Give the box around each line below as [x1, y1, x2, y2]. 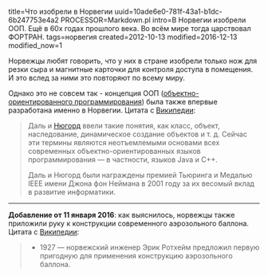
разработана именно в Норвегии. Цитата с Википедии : [8, 105, 196, 115]
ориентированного [8, 97, 73, 106]
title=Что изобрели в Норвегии [8, 7, 113, 16]
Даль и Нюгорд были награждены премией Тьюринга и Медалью [27, 171, 253, 179]
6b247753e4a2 [8, 15, 60, 25]
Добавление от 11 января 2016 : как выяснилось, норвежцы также [8, 211, 235, 219]
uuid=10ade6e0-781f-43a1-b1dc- [114, 7, 223, 16]
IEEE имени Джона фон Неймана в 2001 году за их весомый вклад [27, 179, 255, 188]
